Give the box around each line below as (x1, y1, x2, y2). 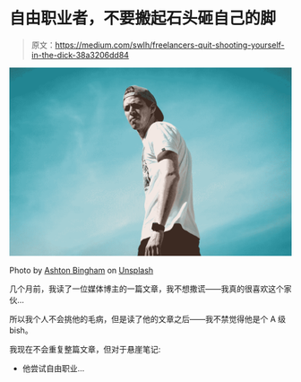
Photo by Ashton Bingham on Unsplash (9, 265, 154, 276)
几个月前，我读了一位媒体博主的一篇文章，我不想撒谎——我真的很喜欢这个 (9, 283, 284, 294)
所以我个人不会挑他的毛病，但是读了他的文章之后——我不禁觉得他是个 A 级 (9, 314, 287, 325)
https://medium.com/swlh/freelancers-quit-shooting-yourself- (55, 39, 285, 50)
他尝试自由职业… (21, 363, 85, 374)
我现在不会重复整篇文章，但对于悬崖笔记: (9, 344, 161, 355)
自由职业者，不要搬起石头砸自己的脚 (9, 8, 277, 29)
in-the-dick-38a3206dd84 (30, 49, 130, 60)
